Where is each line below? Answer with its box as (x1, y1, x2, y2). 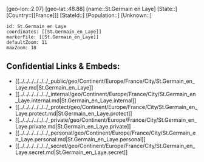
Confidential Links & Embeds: (6, 61, 120, 72)
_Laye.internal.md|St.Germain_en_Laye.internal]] (15, 97, 137, 104)
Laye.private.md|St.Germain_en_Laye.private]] (15, 122, 131, 130)
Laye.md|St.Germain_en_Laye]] (15, 83, 93, 91)
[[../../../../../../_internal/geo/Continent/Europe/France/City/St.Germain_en (15, 90, 196, 97)
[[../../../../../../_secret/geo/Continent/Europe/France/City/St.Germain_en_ (15, 142, 195, 149)
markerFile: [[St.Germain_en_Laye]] (6, 34, 99, 40)
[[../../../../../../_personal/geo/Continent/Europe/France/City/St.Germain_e (15, 129, 196, 136)
